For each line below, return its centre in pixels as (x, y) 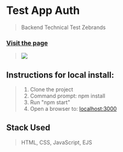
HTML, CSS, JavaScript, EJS (56, 142)
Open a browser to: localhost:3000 (73, 109)
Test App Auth (43, 11)
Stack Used (28, 128)
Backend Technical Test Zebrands (63, 27)
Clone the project (52, 90)
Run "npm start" (50, 102)
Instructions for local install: (60, 75)
